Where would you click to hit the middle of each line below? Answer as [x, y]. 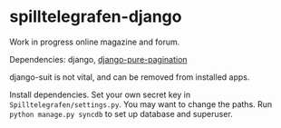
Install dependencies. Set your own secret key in [100, 94]
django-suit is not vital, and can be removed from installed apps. [130, 77]
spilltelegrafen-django [96, 17]
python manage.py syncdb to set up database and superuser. [121, 113]
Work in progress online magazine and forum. [95, 42]
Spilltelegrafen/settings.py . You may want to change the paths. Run [141, 104]
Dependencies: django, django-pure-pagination [98, 59]
